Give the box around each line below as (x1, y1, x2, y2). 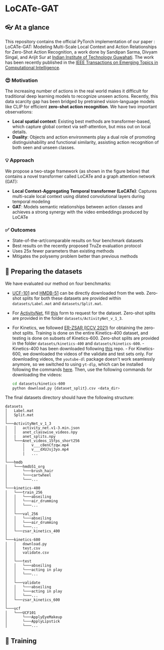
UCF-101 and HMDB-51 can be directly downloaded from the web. (12, 290, 145, 296)
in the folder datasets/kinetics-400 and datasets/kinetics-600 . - (12, 340, 144, 346)
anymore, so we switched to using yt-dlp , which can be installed (12, 361, 143, 367)
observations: (5, 109, 33, 115)
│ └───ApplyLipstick (5, 619, 60, 624)
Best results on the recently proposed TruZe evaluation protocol (12, 243, 141, 249)
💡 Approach (5, 157, 34, 164)
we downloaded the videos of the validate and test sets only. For (23, 351, 153, 357)
